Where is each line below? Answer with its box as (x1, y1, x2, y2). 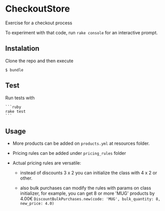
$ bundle (5, 67, 24, 72)
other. (20, 175, 33, 181)
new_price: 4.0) (20, 201, 54, 206)
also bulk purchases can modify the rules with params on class (20, 185, 151, 191)
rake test (5, 109, 26, 114)
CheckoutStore (5, 3, 70, 15)
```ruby (5, 104, 22, 109)
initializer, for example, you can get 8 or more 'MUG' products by (20, 190, 155, 196)
